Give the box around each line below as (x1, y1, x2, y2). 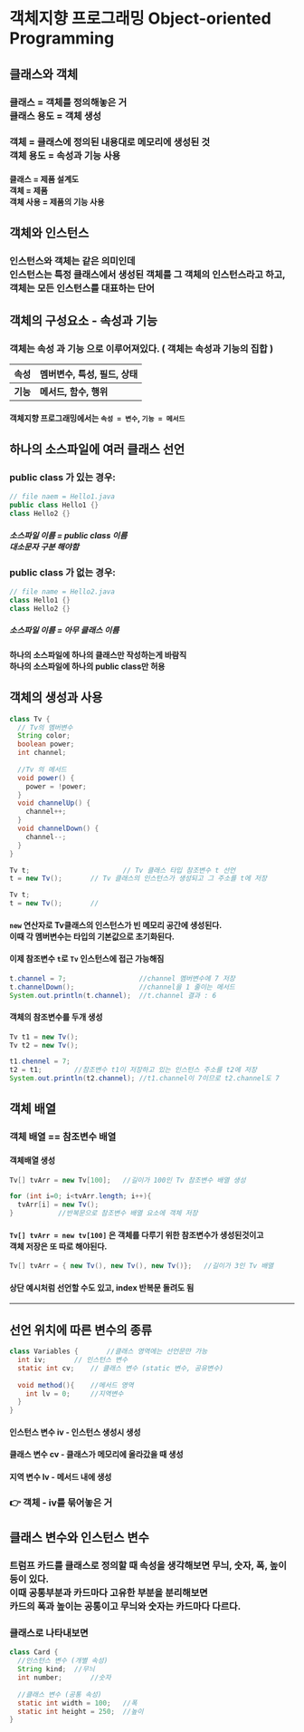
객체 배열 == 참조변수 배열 (9, 1130, 117, 1143)
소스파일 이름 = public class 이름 (9, 529, 128, 540)
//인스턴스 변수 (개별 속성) (17, 1656, 109, 1666)
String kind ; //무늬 (17, 1665, 95, 1674)
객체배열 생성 (9, 1155, 56, 1166)
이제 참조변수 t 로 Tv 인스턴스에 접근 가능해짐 (9, 953, 165, 964)
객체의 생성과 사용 (9, 690, 103, 705)
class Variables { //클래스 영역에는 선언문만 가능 (9, 1347, 208, 1356)
